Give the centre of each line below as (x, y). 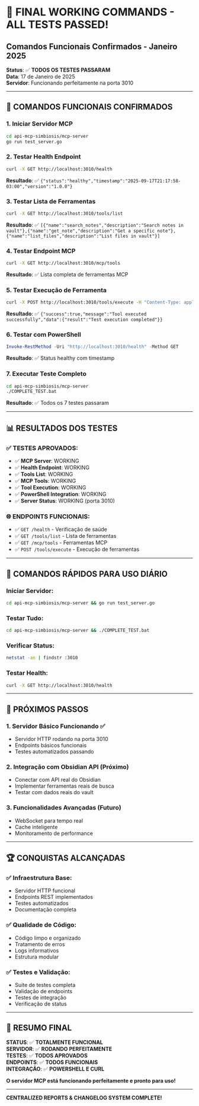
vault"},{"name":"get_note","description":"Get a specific (81, 231)
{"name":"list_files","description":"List (59, 236)
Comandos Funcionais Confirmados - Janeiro (92, 46)
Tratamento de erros (40, 944)
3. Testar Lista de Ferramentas (51, 201)
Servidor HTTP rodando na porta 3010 (61, 739)
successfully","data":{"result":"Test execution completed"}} (84, 320)
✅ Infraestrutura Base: (39, 878)
